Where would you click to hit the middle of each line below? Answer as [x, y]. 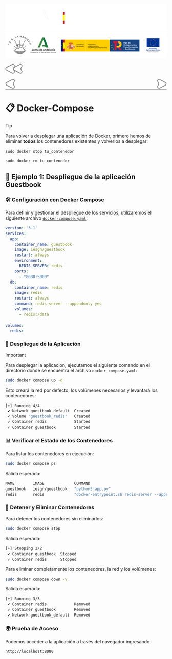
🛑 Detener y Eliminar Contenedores [50, 507]
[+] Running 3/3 [23, 599]
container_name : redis [39, 288]
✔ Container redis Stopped [42, 559]
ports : [21, 271]
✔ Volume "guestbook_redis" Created [49, 416]
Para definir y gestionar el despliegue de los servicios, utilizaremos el [79, 212]
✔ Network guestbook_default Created [49, 411]
